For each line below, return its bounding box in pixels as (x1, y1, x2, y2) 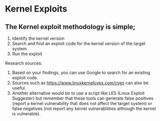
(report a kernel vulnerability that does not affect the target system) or (12, 101, 152, 106)
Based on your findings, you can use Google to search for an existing (12, 70, 150, 76)
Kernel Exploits (5, 3, 67, 15)
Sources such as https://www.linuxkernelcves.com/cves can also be (12, 80, 149, 86)
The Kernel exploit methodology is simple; (5, 23, 136, 31)
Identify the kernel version (12, 35, 64, 41)
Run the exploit (12, 51, 43, 57)
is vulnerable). (12, 111, 41, 117)
